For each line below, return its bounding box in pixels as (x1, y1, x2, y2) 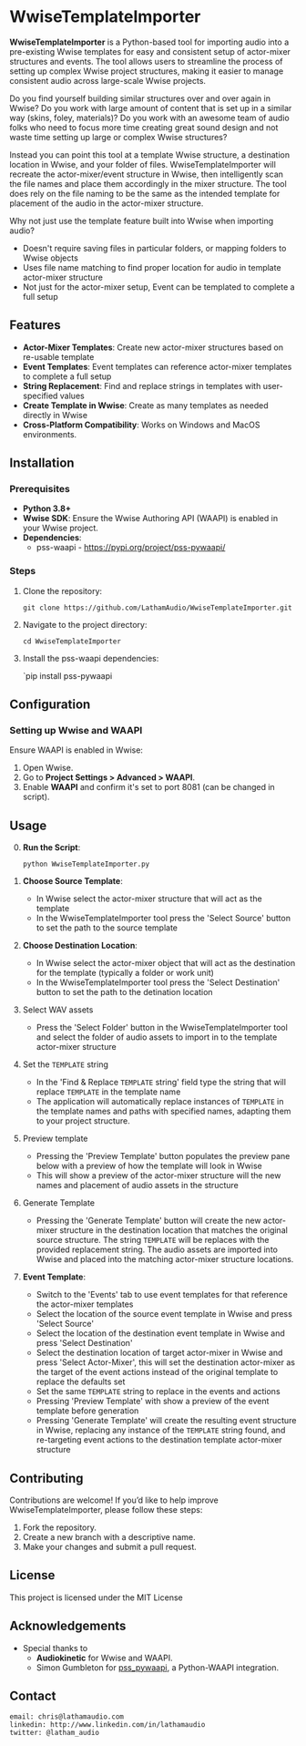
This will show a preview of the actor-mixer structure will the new (36, 1170, 281, 1181)
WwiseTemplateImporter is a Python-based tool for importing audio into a (9, 36, 290, 47)
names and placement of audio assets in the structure (36, 1180, 239, 1191)
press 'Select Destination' (36, 1338, 134, 1349)
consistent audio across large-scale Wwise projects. (9, 75, 207, 86)
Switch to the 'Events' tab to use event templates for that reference (36, 1289, 289, 1300)
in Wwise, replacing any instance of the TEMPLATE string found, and (36, 1424, 286, 1436)
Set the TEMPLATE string (22, 1059, 109, 1070)
